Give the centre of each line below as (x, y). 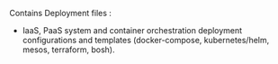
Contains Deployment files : (61, 13)
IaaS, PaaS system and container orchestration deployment (132, 30)
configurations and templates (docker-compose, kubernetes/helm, (146, 40)
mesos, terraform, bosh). (68, 50)
